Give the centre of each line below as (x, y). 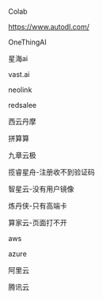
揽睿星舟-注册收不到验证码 (51, 172)
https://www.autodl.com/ (49, 27)
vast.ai (19, 74)
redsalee (23, 105)
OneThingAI (28, 42)
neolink (20, 90)
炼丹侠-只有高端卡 (38, 206)
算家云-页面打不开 (38, 222)
